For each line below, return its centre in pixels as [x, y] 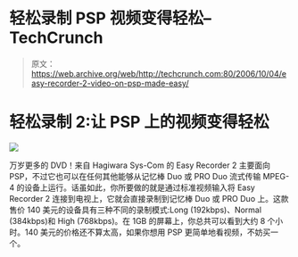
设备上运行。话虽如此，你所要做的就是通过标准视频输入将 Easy [140, 187]
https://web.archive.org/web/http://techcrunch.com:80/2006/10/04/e [159, 73]
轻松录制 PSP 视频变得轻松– [110, 18]
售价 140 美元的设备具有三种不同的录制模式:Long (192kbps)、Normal [135, 210]
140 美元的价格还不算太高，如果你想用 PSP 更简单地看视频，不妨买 [148, 232]
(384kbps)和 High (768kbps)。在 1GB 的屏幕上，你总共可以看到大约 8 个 [142, 220]
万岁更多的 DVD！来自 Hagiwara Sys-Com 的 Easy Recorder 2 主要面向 [140, 165]
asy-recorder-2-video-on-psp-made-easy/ [110, 83]
